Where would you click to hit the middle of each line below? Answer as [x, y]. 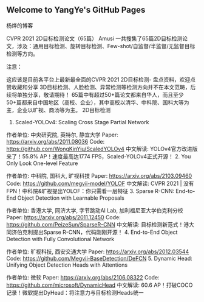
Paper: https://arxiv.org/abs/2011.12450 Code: [64, 217]
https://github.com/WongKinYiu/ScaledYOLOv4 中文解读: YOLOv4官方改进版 [102, 149]
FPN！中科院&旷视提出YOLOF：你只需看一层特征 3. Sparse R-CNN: [90, 191]
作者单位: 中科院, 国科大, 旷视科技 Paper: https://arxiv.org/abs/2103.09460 [99, 175]
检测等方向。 [22, 54]
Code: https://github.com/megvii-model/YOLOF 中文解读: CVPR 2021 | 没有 [100, 183]
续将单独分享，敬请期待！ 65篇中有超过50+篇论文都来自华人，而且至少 [95, 94]
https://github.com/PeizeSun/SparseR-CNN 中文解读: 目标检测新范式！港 [98, 224]
